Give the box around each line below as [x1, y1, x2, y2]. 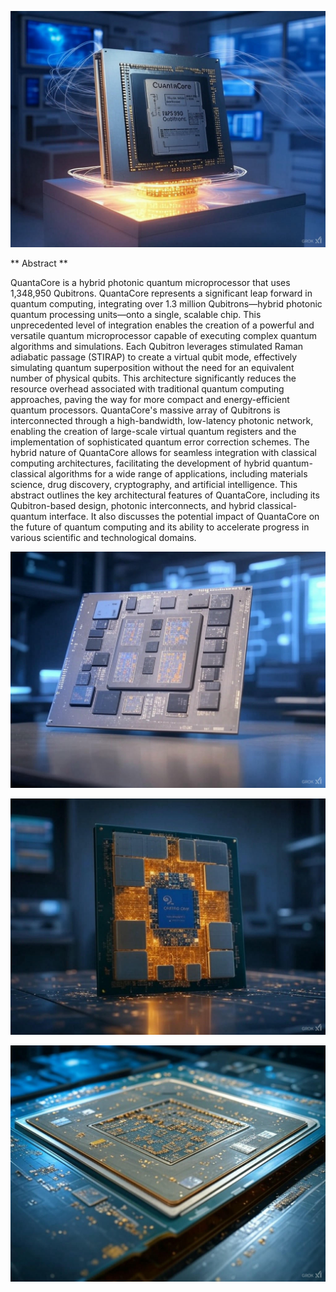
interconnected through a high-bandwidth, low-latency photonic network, [10, 415, 314, 426]
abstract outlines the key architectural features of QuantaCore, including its [10, 489, 320, 501]
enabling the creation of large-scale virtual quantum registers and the [10, 426, 297, 437]
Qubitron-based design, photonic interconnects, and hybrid [10, 500, 256, 511]
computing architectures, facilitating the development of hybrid [10, 457, 271, 469]
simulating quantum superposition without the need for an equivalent [10, 362, 295, 373]
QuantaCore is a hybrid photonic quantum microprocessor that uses [10, 277, 291, 288]
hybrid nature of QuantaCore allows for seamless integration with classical [10, 447, 317, 458]
